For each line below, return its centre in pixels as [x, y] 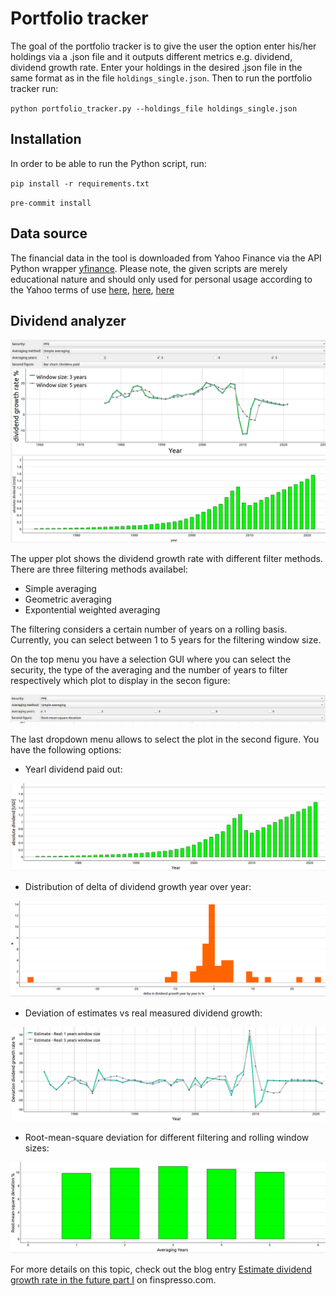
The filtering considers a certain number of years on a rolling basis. [149, 629]
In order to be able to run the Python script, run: [108, 163]
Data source [49, 233]
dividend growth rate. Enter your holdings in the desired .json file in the [156, 67]
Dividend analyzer [68, 320]
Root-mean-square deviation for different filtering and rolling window [167, 1138]
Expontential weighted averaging [92, 610]
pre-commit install [51, 203]
